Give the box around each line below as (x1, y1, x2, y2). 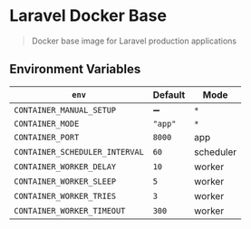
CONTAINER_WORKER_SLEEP (14, 176, 117, 186)
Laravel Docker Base (9, 5, 168, 26)
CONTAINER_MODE (14, 119, 80, 129)
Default (152, 88, 186, 100)
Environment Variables (9, 62, 141, 77)
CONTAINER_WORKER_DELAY (14, 161, 117, 172)
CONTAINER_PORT (14, 132, 80, 142)
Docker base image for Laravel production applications (31, 35, 237, 46)
